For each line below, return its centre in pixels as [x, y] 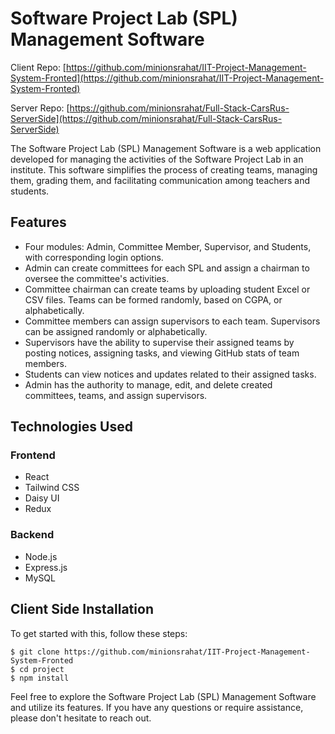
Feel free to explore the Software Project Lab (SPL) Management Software [163, 696]
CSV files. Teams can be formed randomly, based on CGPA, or [153, 299]
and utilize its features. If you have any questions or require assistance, [157, 707]
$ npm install [40, 678]
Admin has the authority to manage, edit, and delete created [148, 384]
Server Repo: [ [40, 108]
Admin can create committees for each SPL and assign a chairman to [167, 268]
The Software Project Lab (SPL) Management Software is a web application [166, 148]
